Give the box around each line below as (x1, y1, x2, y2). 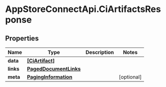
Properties (5, 34, 39, 42)
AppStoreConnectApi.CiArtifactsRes (5, 3, 161, 15)
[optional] (118, 73, 142, 80)
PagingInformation (26, 73, 72, 80)
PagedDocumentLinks (26, 65, 81, 72)
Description (85, 49, 114, 55)
